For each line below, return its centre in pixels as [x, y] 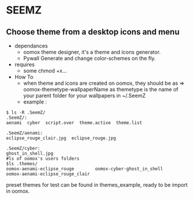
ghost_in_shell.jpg [30, 153]
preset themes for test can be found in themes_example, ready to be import [97, 185]
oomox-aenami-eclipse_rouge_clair [48, 174]
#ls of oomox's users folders [43, 159]
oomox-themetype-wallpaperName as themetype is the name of [101, 89]
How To [24, 77]
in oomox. [18, 191]
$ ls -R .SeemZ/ [26, 112]
